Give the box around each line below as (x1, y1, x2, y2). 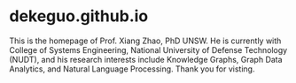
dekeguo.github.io (9, 6, 149, 26)
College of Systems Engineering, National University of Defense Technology (9, 44, 288, 55)
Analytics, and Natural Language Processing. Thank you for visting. (9, 64, 255, 74)
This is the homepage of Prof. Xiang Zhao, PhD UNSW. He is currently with (9, 35, 282, 46)
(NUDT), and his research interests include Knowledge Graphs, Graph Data (9, 54, 283, 64)
